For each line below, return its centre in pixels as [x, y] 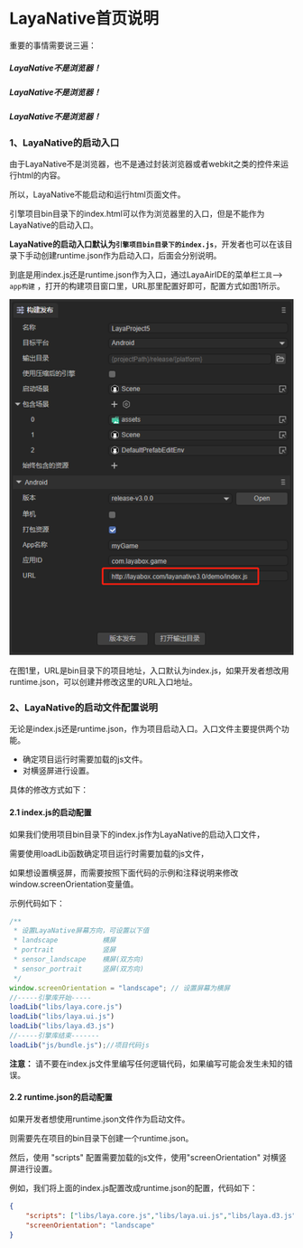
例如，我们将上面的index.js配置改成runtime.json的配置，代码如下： [134, 1187]
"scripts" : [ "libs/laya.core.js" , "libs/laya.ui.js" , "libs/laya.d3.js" [161, 1215]
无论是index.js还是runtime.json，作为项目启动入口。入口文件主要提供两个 [146, 729]
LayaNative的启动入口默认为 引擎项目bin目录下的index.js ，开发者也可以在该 [147, 244]
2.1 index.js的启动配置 [50, 812]
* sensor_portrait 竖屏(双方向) [78, 969]
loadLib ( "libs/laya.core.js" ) [66, 1007]
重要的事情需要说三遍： [53, 45]
